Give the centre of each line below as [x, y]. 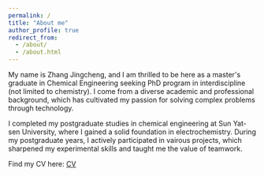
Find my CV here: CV [42, 164]
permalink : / [30, 15]
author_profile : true [44, 30]
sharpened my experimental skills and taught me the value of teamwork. [125, 148]
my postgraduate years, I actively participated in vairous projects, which [125, 140]
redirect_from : [33, 37]
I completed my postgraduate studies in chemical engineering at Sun [120, 124]
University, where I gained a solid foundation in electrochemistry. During [139, 132]
